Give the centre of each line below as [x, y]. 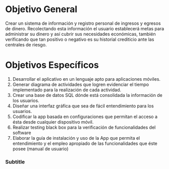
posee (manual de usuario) [41, 149]
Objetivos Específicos [52, 65]
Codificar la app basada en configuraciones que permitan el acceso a [85, 117]
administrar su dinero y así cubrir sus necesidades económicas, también [80, 34]
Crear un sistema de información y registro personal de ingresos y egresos [83, 23]
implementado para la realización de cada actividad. [67, 90]
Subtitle [15, 161]
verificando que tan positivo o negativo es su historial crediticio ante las [80, 39]
